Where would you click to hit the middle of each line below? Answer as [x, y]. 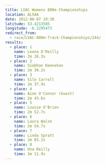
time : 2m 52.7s [30, 112]
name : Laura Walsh [33, 121]
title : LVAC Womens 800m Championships [47, 10]
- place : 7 [21, 130]
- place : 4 [21, 89]
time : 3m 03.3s [30, 140]
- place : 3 [21, 75]
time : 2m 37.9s [30, 84]
